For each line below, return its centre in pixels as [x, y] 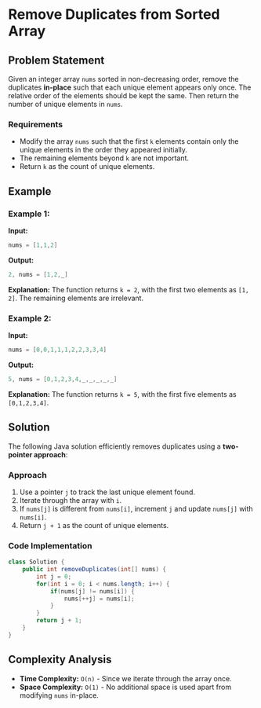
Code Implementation [50, 545]
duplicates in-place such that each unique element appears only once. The [130, 87]
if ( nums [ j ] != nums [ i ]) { [92, 591]
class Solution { [36, 562]
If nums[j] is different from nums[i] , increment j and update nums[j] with [136, 508]
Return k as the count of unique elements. [87, 167]
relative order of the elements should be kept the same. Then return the [123, 95]
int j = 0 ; [54, 576]
